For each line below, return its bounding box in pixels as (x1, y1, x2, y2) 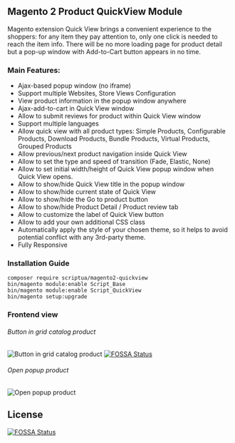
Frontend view (7, 310, 58, 320)
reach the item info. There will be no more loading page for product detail (7, 39, 223, 49)
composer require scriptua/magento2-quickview (7, 275, 148, 282)
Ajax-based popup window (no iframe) (17, 81, 132, 90)
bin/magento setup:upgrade (7, 293, 88, 300)
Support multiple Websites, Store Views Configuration (17, 89, 177, 98)
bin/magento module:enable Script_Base (7, 281, 126, 288)
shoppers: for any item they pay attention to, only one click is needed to (7, 32, 219, 41)
